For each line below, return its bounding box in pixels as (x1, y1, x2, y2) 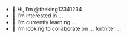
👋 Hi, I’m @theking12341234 (11, 6, 83, 13)
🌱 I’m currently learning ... (11, 19, 77, 25)
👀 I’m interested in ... (11, 12, 63, 19)
